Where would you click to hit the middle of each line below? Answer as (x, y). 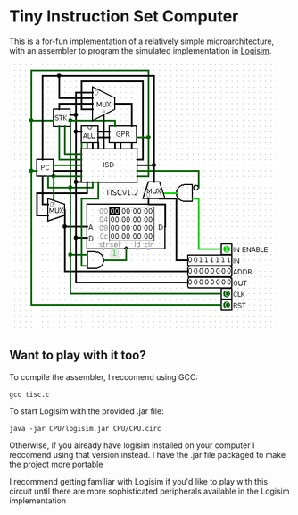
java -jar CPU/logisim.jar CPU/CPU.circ (86, 428)
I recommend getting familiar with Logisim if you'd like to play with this (139, 481)
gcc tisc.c (29, 394)
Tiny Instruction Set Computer (124, 17)
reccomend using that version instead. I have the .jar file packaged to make (148, 454)
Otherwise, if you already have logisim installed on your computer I (132, 445)
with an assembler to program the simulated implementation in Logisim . (141, 50)
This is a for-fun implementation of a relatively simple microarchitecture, (142, 41)
